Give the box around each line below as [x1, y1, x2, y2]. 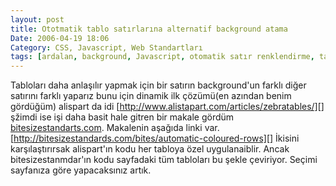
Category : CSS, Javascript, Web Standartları [10, 42, 203, 53]
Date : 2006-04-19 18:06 [10, 33, 110, 43]
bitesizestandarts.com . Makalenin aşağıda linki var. [10, 122, 220, 134]
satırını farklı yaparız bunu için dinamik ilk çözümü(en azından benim [10, 90, 292, 102]
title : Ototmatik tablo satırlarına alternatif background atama [10, 24, 288, 34]
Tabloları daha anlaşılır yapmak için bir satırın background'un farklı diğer [10, 79, 307, 91]
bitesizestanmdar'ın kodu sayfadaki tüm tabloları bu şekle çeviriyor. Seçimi [10, 154, 318, 166]
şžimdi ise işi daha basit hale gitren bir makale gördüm [10, 111, 235, 123]
